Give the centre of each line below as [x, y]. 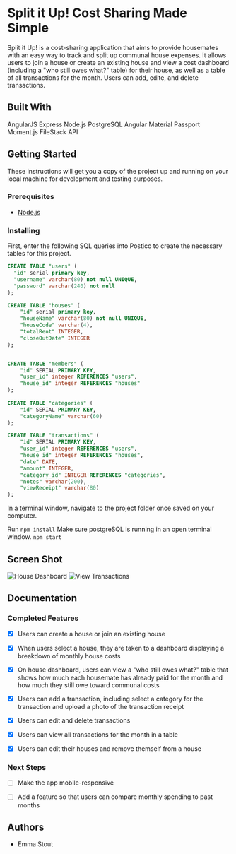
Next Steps [27, 768]
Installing [24, 230]
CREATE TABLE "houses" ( [44, 305]
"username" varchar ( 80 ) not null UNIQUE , [76, 279]
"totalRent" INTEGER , [52, 332]
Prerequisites [31, 197]
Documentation [42, 598]
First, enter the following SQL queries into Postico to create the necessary [115, 246]
